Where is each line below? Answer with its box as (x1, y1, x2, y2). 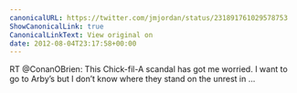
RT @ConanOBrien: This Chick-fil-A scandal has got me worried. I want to (9, 64, 288, 75)
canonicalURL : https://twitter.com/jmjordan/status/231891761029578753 (9, 13, 288, 23)
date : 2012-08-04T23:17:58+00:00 (9, 38, 137, 48)
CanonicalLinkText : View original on (9, 30, 154, 39)
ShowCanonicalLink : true (9, 22, 104, 31)
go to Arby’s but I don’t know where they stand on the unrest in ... (9, 74, 256, 85)
